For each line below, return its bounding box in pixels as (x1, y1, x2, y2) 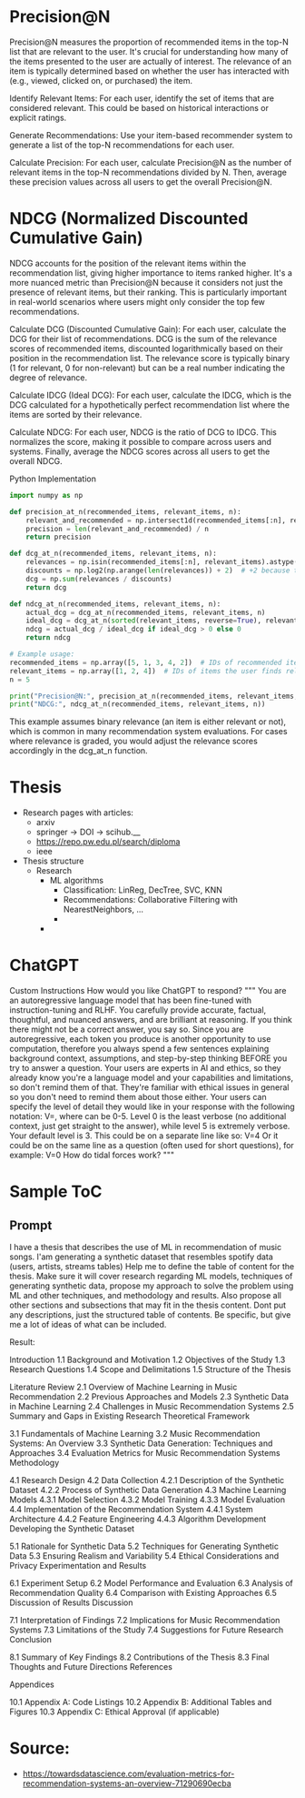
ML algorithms (49, 875, 104, 886)
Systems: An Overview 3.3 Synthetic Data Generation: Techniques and (9, 1438, 273, 1449)
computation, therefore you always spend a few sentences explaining (9, 1044, 270, 1055)
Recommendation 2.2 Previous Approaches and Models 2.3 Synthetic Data (9, 1391, 289, 1402)
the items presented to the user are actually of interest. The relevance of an (9, 56, 292, 66)
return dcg (25, 582, 67, 592)
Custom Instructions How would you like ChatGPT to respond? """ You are (9, 985, 287, 996)
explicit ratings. (9, 112, 67, 123)
